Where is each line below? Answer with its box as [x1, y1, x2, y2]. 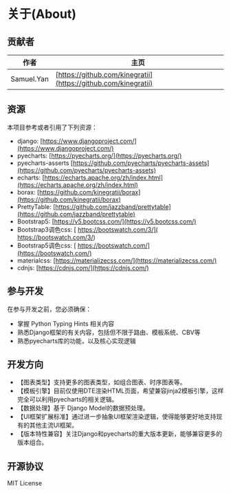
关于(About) [7, 6, 77, 22]
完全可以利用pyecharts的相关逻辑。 [16, 395, 118, 404]
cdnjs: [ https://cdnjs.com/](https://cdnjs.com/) [16, 263, 149, 272]
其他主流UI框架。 [29, 421, 78, 430]
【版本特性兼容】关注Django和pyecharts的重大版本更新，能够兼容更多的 [16, 430, 222, 438]
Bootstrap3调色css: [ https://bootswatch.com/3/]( [16, 225, 158, 234]
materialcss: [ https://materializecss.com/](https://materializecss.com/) [16, 256, 217, 265]
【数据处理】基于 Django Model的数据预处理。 [16, 404, 149, 413]
